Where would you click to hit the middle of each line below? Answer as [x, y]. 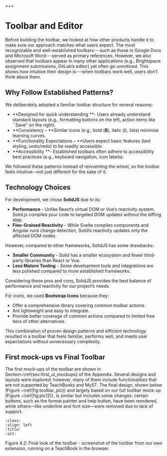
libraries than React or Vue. [53, 260]
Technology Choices [38, 188]
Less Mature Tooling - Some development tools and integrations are [83, 266]
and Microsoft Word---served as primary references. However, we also [78, 55]
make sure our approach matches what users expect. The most [70, 45]
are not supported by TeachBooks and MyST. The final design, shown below [84, 385]
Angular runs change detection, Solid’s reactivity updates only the [80, 230]
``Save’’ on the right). [34, 125]
